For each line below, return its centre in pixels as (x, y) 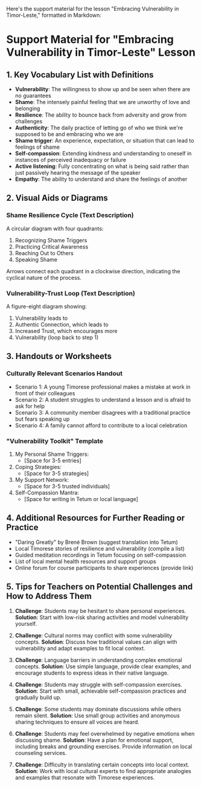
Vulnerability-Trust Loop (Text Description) (71, 293)
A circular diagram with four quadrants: (55, 228)
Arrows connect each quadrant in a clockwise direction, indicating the (93, 271)
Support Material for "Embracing (90, 40)
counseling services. (41, 753)
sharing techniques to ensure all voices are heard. (77, 722)
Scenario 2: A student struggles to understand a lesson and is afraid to (103, 400)
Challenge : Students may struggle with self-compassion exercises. (98, 684)
